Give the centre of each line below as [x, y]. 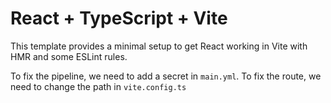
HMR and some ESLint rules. [69, 56]
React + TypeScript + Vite [119, 18]
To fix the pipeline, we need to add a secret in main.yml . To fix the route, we [166, 76]
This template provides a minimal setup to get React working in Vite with [159, 46]
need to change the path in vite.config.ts [98, 86]
